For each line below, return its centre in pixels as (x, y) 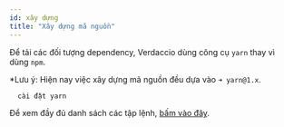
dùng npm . (28, 62)
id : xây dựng (34, 18)
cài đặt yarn (42, 96)
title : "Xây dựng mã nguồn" (63, 26)
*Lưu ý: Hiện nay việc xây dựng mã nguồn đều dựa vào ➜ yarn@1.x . (135, 79)
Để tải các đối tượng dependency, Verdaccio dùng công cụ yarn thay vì (142, 52)
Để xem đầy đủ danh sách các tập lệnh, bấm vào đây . (110, 113)
